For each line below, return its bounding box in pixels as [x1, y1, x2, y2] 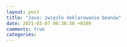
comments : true [6, 26, 45, 32]
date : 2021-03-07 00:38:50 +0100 [6, 20, 92, 26]
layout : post [6, 9, 40, 15]
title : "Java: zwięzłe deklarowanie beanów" [6, 15, 122, 21]
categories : [6, 32, 37, 38]
